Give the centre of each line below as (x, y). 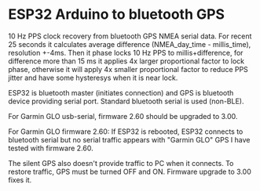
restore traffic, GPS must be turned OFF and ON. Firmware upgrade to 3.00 (130, 171)
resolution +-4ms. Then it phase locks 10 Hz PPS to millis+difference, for (126, 52)
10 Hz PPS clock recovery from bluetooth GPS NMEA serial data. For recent (130, 36)
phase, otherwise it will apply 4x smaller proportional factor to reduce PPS (128, 69)
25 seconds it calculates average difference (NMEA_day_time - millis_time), (130, 44)
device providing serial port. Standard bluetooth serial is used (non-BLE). (126, 101)
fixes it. (20, 180)
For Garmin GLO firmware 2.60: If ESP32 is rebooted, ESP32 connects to (126, 132)
